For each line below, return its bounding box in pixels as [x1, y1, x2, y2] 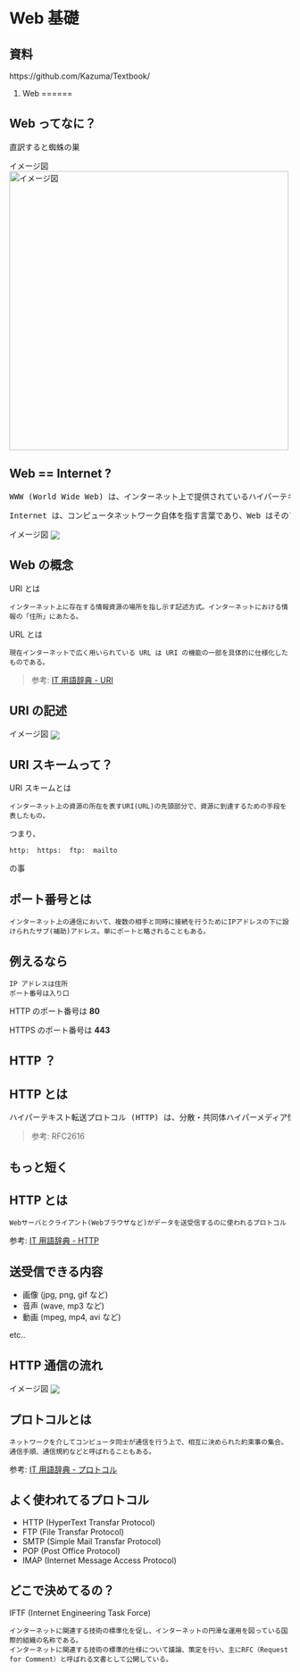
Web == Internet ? [9, 466, 112, 481]
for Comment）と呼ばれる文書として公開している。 [9, 1654, 173, 1664]
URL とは [9, 629, 43, 640]
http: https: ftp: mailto [9, 846, 118, 856]
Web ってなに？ [9, 116, 96, 131]
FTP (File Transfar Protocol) [21, 1526, 125, 1537]
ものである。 [9, 657, 50, 666]
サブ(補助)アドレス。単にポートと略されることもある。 [35, 927, 211, 936]
